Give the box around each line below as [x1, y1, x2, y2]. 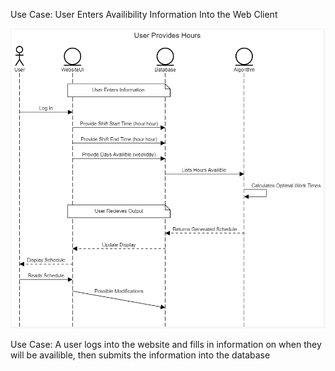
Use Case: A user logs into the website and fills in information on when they [10, 338, 322, 350]
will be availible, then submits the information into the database [10, 349, 271, 361]
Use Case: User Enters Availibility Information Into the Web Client [10, 9, 278, 20]
